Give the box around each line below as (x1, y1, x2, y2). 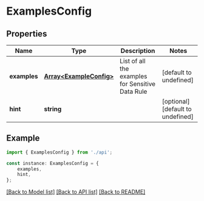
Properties (6, 29, 47, 39)
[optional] (161, 97, 190, 105)
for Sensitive (119, 80, 156, 88)
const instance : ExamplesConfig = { (6, 160, 99, 166)
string (44, 105, 62, 113)
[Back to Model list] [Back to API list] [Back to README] (6, 188, 146, 196)
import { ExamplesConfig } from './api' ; (6, 149, 113, 155)
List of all (119, 57, 146, 65)
